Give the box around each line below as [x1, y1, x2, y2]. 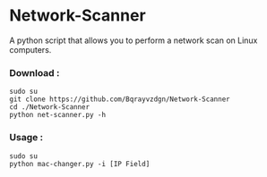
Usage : [9, 131, 44, 144]
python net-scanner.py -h [9, 111, 106, 120]
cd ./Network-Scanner [9, 103, 90, 112]
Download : [9, 66, 60, 79]
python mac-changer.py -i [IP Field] [9, 159, 151, 168]
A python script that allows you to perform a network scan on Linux [9, 35, 258, 46]
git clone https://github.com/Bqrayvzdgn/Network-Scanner [9, 95, 230, 104]
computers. [9, 44, 52, 55]
